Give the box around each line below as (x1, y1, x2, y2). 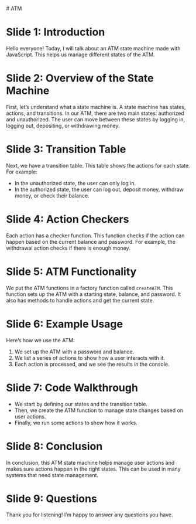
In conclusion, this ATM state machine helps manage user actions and (6, 459, 175, 466)
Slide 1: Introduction (6, 26, 105, 39)
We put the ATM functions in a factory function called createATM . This (6, 284, 173, 291)
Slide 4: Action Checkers (6, 213, 129, 226)
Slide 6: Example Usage (6, 317, 123, 331)
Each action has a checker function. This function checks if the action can (6, 232, 185, 239)
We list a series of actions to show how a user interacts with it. (14, 354, 166, 361)
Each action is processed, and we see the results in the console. (14, 360, 170, 368)
